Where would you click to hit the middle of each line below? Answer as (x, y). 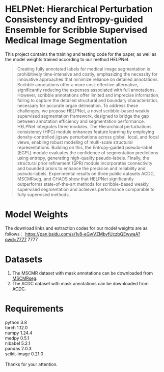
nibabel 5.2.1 (18, 343)
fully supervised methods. (43, 194)
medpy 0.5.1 (17, 338)
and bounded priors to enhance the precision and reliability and (81, 168)
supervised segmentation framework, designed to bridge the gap (83, 116)
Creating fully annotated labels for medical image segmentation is (84, 69)
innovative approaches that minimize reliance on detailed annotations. (88, 79)
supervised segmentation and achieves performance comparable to (86, 189)
